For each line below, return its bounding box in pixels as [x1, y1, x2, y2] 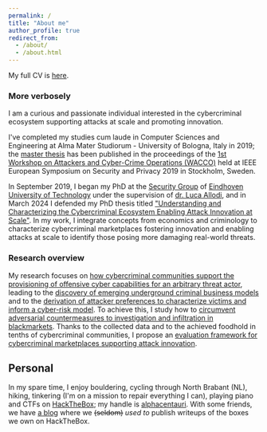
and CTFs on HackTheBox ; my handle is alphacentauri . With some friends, [8, 399, 253, 409]
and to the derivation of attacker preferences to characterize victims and [8, 296, 247, 305]
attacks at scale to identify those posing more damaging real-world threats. [8, 233, 256, 242]
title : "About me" [8, 19, 69, 27]
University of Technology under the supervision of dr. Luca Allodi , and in [8, 190, 246, 200]
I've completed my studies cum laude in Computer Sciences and [8, 132, 220, 142]
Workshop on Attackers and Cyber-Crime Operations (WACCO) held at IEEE [8, 158, 257, 167]
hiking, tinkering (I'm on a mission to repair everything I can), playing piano [8, 391, 253, 401]
